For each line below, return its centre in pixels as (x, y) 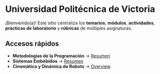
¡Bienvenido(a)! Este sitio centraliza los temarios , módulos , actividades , (80, 23)
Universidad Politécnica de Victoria (80, 9)
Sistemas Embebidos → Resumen (48, 61)
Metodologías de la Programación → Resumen (61, 56)
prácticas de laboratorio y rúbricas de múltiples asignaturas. (69, 28)
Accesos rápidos (32, 44)
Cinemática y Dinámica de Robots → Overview (61, 66)
